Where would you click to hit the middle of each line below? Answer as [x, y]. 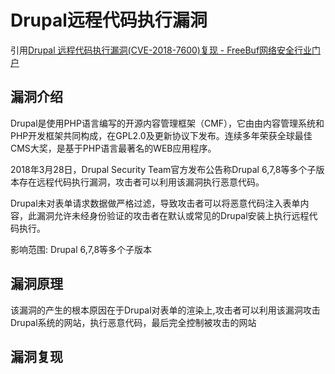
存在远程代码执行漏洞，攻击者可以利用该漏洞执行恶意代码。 [141, 182]
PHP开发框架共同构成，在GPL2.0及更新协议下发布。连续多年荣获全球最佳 [161, 135]
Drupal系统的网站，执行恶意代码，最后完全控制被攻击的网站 [133, 322]
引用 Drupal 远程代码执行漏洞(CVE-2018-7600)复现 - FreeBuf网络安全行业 [161, 50]
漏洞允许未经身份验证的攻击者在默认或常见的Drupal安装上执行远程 [173, 215]
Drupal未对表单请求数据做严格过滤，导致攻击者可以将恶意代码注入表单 [155, 203]
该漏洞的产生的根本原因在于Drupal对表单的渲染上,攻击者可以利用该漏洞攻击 [165, 310]
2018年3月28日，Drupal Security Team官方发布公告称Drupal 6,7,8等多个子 [163, 169]
